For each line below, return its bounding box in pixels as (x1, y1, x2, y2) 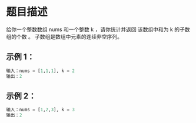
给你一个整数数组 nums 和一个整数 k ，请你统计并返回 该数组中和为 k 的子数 (6, 26, 190, 33)
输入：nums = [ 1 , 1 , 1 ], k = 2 (6, 68, 75, 74)
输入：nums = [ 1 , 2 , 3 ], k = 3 (6, 107, 75, 113)
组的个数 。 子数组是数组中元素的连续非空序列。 (6, 33, 122, 40)
